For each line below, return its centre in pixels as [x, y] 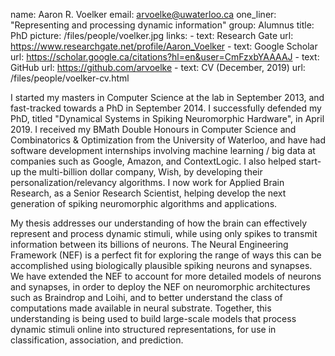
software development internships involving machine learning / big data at [163, 150]
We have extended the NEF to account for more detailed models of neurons [166, 276]
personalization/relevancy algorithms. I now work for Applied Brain [147, 182]
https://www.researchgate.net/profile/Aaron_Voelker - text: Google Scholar [164, 46]
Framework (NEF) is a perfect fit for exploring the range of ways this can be [166, 255]
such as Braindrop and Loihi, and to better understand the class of [146, 297]
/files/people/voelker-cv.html [70, 78]
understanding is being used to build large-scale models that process [153, 318]
